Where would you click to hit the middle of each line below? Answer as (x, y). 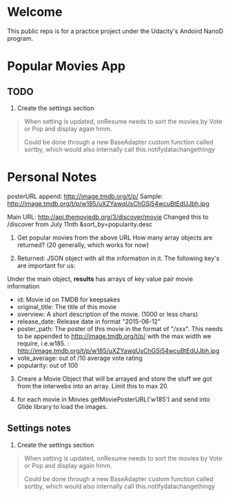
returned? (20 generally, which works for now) (83, 244)
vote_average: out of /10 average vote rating (80, 358)
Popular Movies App (66, 66)
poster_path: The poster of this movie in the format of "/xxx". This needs (120, 328)
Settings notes (39, 429)
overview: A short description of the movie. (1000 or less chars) (107, 314)
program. (20, 38)
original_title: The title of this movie (67, 306)
